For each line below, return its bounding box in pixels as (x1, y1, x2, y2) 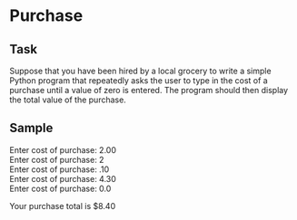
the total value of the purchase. (9, 94, 127, 105)
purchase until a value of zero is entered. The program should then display (9, 85, 289, 95)
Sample (9, 120, 54, 136)
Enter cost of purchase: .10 (9, 164, 110, 175)
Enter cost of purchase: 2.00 (9, 144, 116, 155)
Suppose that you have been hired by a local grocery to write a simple (9, 65, 272, 76)
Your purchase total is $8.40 (9, 200, 116, 211)
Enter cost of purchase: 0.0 (9, 183, 112, 194)
